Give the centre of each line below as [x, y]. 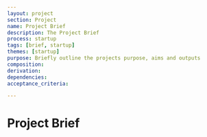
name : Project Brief [37, 26]
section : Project [32, 20]
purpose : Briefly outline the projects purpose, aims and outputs [104, 58]
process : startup [32, 39]
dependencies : [27, 77]
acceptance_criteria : [38, 84]
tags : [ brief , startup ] [41, 45]
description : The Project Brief [53, 33]
